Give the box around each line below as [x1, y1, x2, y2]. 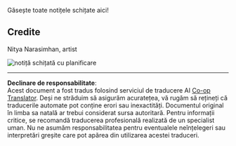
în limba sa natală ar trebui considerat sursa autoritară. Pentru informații [7, 108, 215, 117]
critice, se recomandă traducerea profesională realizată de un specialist [7, 116, 215, 124]
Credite [7, 26, 41, 38]
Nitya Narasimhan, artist [7, 45, 77, 53]
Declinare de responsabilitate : [7, 79, 97, 87]
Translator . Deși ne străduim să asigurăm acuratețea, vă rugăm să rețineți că [7, 93, 228, 102]
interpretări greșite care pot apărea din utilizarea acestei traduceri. [7, 131, 199, 139]
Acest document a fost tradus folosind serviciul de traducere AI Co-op [7, 86, 211, 94]
